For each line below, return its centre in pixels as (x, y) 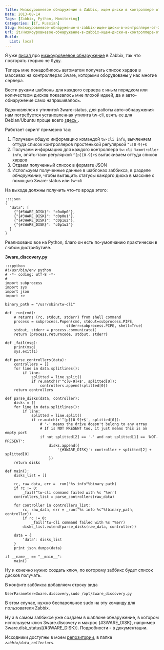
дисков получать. (23, 575)
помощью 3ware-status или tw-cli (47, 180)
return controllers (34, 390)
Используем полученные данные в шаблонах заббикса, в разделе (82, 170)
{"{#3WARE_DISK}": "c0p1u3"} (43, 225)
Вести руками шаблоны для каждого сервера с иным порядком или (76, 90)
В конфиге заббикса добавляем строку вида (51, 585)
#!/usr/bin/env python (28, 270)
